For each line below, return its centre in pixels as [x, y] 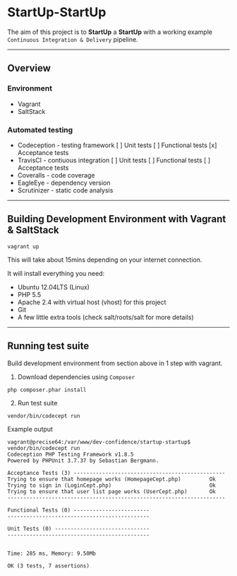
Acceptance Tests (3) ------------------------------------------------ [116, 473]
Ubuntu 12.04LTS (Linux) [54, 287]
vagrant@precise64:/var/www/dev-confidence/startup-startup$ [99, 442]
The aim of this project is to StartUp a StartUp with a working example [110, 32]
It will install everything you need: [56, 273]
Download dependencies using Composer [76, 376]
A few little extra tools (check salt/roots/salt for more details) [105, 317]
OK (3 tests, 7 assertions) [49, 566]
